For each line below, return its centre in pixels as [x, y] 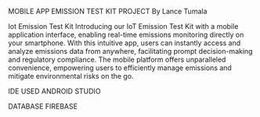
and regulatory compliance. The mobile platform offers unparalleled [117, 59]
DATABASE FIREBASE [43, 106]
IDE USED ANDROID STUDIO [54, 91]
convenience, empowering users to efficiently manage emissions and [120, 68]
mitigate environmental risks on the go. [71, 76]
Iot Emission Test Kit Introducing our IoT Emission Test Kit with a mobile [123, 26]
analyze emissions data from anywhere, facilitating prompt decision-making [130, 51]
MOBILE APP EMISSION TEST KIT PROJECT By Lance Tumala [108, 11]
